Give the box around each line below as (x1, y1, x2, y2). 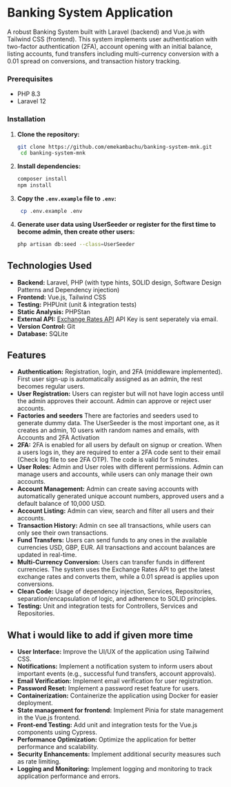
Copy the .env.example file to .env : (17, 194, 117, 203)
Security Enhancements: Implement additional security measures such (17, 750, 221, 759)
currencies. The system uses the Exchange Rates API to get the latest (17, 565, 215, 573)
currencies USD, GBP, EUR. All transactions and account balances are (17, 543, 216, 552)
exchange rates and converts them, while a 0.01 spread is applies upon (17, 573, 219, 581)
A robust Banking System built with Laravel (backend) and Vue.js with (7, 28, 205, 36)
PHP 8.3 (17, 90, 41, 98)
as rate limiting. (17, 757, 61, 766)
